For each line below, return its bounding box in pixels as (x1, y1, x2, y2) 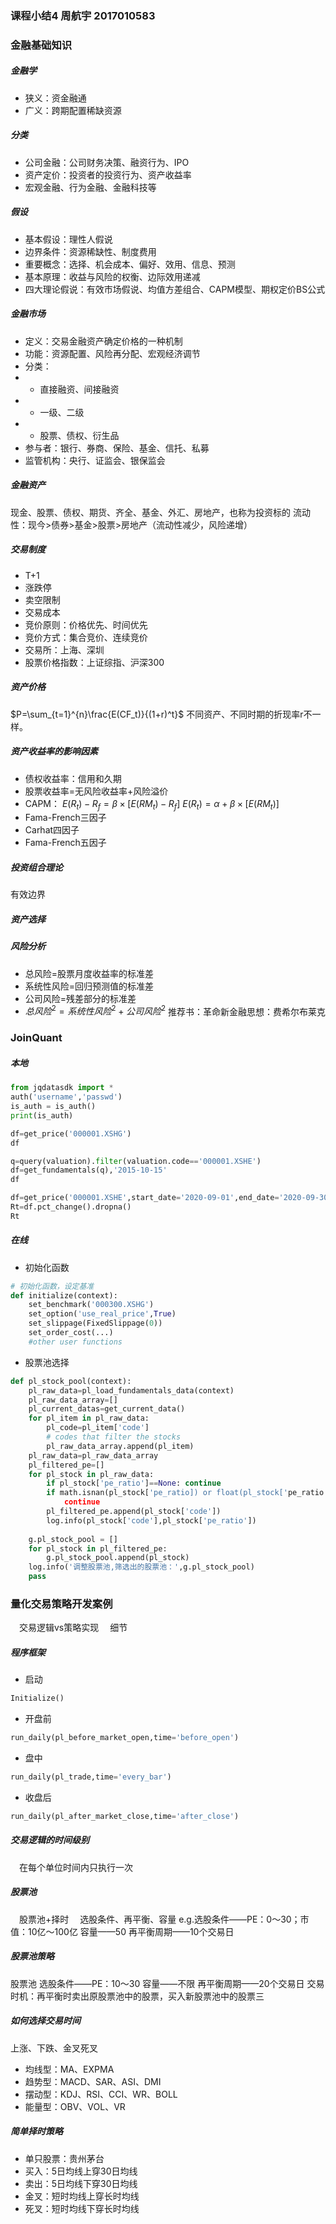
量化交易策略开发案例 (10, 1597, 113, 1611)
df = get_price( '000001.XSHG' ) (10, 1128, 132, 1139)
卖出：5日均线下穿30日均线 (24, 2177, 138, 2189)
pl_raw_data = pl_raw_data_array (28, 1450, 159, 1461)
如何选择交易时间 (10, 2015, 81, 2027)
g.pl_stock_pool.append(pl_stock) (46, 1553, 190, 1563)
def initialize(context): (10, 1290, 118, 1301)
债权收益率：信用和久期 (24, 772, 122, 784)
